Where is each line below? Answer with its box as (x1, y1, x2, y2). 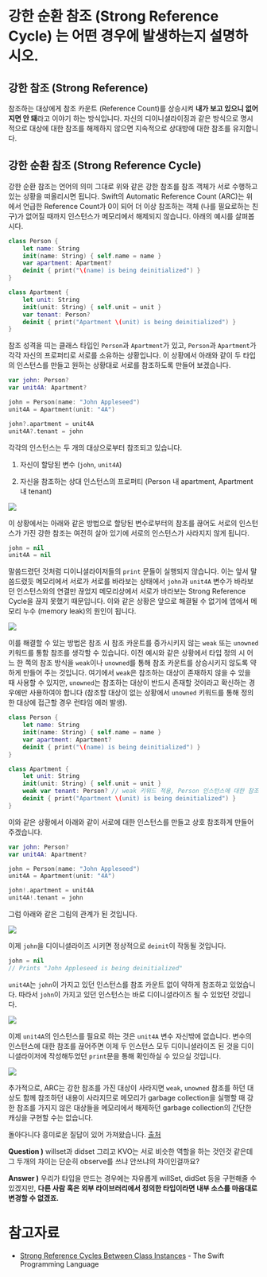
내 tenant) (19, 486, 52, 496)
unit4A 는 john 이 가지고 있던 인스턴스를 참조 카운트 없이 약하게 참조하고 (8, 979, 228, 989)
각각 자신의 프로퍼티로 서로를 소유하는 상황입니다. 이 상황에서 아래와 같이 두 (8, 350, 242, 360)
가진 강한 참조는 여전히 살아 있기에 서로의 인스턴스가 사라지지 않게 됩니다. (22, 528, 250, 537)
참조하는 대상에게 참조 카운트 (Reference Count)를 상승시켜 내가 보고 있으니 (8, 104, 244, 113)
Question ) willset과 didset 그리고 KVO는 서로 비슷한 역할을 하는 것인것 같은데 (8, 1146, 253, 1156)
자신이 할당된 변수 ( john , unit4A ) (19, 459, 122, 469)
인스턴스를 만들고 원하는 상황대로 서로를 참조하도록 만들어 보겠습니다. (16, 361, 231, 370)
